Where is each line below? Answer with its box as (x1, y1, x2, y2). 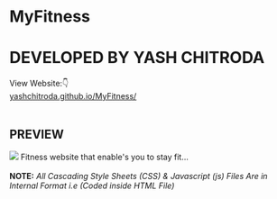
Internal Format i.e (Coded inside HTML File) (9, 180, 175, 191)
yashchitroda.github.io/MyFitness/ (9, 91, 137, 102)
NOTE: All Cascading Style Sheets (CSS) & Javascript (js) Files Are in (9, 170, 268, 181)
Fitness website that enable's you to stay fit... (20, 151, 189, 162)
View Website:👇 (9, 78, 69, 89)
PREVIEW (9, 126, 65, 141)
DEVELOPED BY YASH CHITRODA (9, 48, 265, 68)
